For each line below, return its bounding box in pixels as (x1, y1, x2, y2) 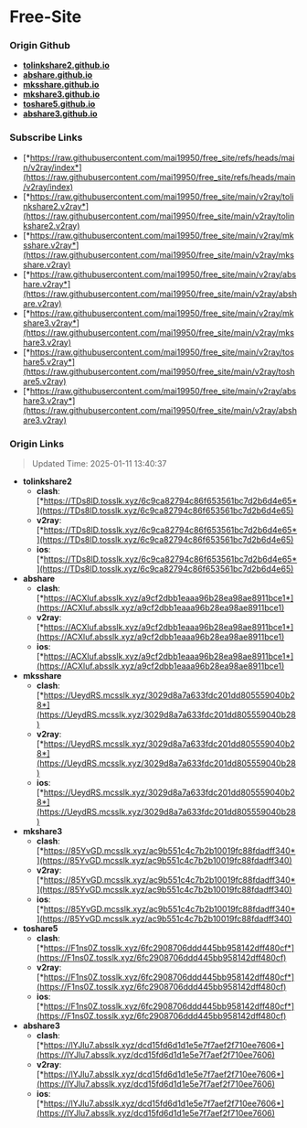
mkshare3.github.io (22, 89, 101, 100)
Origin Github (9, 39, 71, 52)
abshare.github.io (22, 70, 93, 81)
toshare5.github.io (22, 99, 96, 110)
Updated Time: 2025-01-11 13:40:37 (31, 458, 167, 469)
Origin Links (9, 437, 65, 450)
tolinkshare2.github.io (22, 59, 110, 70)
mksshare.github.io (22, 80, 100, 91)
